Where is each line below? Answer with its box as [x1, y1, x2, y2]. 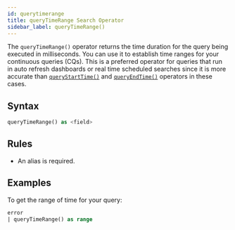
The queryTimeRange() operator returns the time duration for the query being [7, 43, 229, 51]
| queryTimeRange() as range [7, 215, 93, 223]
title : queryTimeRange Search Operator [7, 17, 125, 24]
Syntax [7, 100, 39, 112]
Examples [7, 177, 51, 189]
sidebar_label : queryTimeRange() [7, 23, 106, 30]
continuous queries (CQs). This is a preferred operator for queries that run [7, 57, 223, 66]
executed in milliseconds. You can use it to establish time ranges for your [7, 50, 220, 58]
